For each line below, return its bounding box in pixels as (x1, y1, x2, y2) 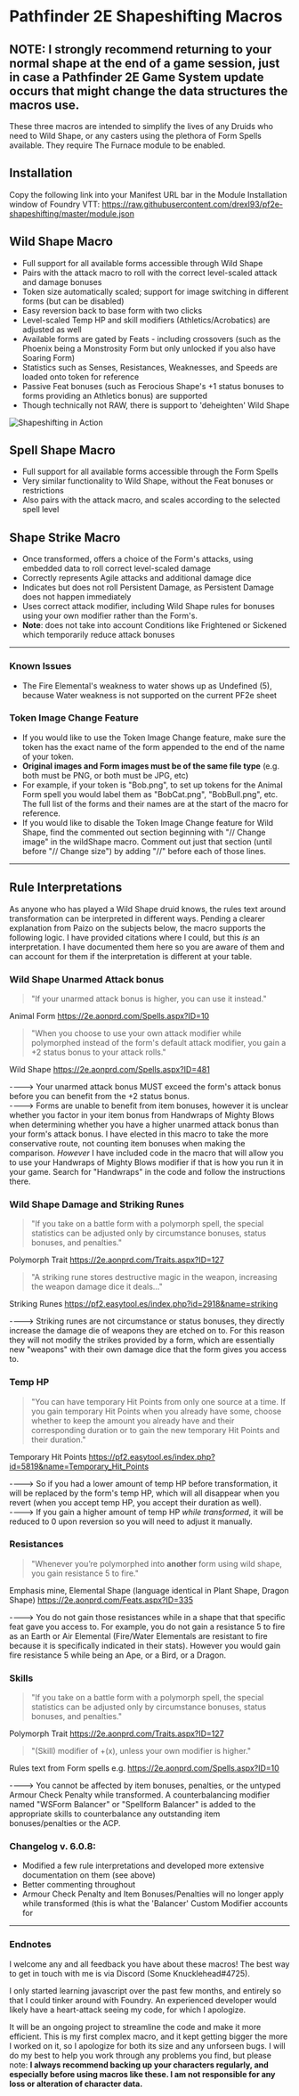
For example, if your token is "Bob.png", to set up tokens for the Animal (21, 779, 283, 790)
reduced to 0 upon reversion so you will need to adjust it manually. (9, 1516, 254, 1527)
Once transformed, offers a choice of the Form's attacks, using (21, 554, 254, 565)
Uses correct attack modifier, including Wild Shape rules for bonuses (21, 601, 276, 612)
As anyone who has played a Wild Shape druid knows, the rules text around (9, 903, 287, 914)
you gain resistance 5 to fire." (30, 1568, 140, 1578)
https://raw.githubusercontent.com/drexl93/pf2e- (101, 199, 283, 209)
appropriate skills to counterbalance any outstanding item (9, 1808, 221, 1819)
